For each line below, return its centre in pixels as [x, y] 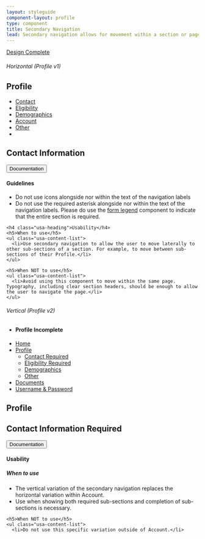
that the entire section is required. [58, 216]
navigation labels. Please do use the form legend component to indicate [106, 210]
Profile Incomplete [39, 329]
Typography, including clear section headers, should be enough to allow [102, 286]
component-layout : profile [41, 18]
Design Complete [28, 52]
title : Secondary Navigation [43, 29]
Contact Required [46, 356]
